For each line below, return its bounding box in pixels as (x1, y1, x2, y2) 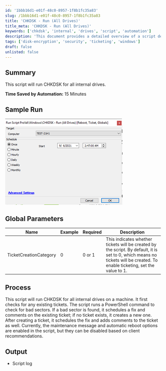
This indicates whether (106, 236, 152, 242)
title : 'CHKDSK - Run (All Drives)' (5, 18, 81, 23)
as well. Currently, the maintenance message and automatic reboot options (5, 323, 158, 329)
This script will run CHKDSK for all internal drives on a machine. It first (5, 297, 148, 302)
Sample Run (5, 105, 43, 113)
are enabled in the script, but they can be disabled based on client (5, 328, 140, 334)
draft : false (5, 44, 32, 49)
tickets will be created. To (106, 257, 158, 263)
